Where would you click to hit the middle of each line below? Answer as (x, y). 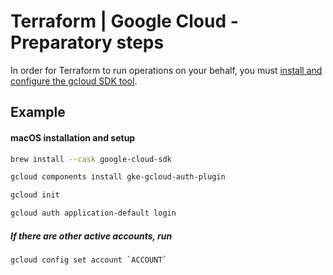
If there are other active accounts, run (91, 236)
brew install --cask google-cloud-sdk (91, 159)
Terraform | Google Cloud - (124, 21)
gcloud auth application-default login (93, 213)
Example (38, 112)
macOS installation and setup (73, 137)
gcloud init (35, 195)
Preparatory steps (87, 42)
